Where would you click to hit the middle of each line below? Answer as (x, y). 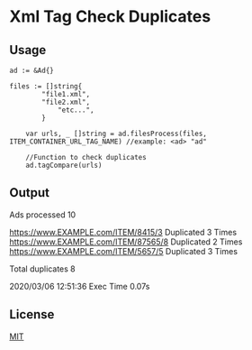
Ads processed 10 (43, 215)
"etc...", (76, 110)
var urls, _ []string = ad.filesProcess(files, (116, 134)
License (32, 314)
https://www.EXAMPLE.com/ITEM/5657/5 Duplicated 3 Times (124, 251)
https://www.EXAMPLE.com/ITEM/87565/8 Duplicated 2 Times (126, 242)
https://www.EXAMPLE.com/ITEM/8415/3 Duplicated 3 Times (123, 232)
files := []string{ (46, 87)
